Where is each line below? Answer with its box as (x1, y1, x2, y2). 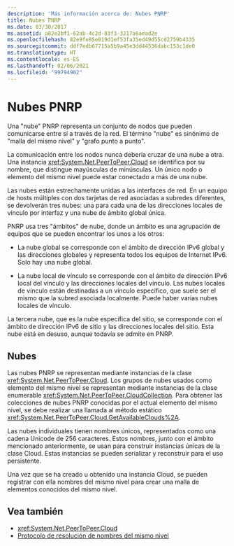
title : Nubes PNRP (7, 17, 61, 24)
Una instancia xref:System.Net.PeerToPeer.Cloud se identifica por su (7, 158, 205, 167)
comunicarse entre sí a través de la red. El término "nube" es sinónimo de (7, 129, 219, 138)
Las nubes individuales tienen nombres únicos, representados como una (7, 427, 217, 435)
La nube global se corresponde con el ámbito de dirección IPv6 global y (17, 243, 225, 252)
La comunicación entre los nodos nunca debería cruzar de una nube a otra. (7, 150, 224, 159)
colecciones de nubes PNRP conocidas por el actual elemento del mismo (7, 398, 218, 407)
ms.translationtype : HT (7, 50, 77, 57)
